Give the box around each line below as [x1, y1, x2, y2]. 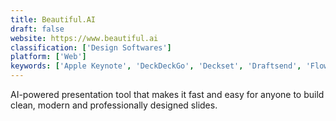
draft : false [10, 24, 65, 34]
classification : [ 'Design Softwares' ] [10, 42, 172, 53]
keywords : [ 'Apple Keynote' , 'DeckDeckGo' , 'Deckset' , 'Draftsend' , [10, 61, 302, 71]
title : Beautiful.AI [10, 14, 97, 25]
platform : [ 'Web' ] [10, 52, 87, 62]
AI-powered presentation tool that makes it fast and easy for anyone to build [10, 89, 325, 100]
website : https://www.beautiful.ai [10, 33, 159, 43]
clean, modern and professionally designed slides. [10, 99, 218, 111]
